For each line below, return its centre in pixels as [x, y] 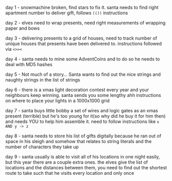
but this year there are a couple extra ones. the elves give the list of [77, 162]
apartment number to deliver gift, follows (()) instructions [67, 13]
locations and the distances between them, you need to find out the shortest [86, 168]
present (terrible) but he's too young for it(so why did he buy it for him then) [85, 116]
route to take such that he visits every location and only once [70, 173]
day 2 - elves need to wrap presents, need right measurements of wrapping [85, 23]
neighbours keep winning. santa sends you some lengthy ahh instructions [83, 95]
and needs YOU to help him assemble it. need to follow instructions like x [82, 122]
